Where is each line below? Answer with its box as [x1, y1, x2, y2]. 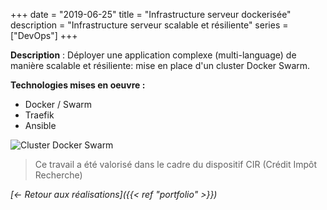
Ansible [24, 120, 57, 131]
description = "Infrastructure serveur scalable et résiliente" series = [10, 19, 289, 31]
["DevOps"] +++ [10, 30, 78, 41]
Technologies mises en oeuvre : [10, 79, 146, 91]
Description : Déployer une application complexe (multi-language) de [10, 49, 297, 61]
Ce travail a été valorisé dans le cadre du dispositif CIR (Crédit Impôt [34, 159, 317, 170]
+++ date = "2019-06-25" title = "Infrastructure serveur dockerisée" [10, 9, 292, 20]
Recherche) [34, 169, 83, 181]
